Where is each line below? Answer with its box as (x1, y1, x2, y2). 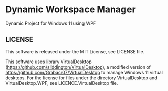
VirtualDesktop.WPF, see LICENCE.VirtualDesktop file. (5, 80, 118, 86)
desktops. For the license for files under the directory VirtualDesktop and (5, 75, 158, 81)
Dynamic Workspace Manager (5, 4, 136, 15)
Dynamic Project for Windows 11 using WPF (5, 20, 96, 26)
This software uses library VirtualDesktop (5, 58, 92, 65)
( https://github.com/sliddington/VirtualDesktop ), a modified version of (5, 64, 151, 70)
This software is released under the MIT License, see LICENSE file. (5, 48, 145, 54)
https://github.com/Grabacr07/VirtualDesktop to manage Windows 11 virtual (5, 69, 163, 75)
